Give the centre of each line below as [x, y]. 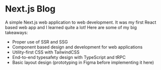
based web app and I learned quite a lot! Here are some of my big [71, 27]
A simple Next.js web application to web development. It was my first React [81, 22]
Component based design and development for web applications [77, 47]
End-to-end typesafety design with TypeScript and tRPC [69, 57]
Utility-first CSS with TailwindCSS [46, 52]
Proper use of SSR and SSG [40, 42]
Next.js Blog [30, 9]
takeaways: [17, 32]
